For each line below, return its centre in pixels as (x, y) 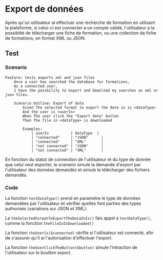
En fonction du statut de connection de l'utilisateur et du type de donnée (78, 159)
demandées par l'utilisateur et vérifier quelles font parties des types (73, 203)
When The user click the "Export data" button (71, 116)
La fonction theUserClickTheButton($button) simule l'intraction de (71, 247)
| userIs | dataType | (65, 133)
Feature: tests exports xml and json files (50, 77)
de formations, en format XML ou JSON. (46, 38)
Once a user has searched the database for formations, (72, 82)
